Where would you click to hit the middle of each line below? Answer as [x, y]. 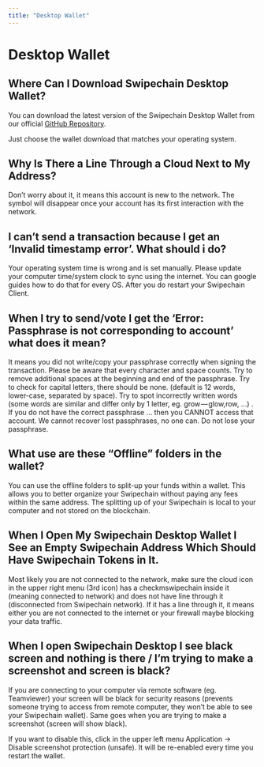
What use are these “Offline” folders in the [115, 454]
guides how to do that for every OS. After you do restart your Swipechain [127, 285]
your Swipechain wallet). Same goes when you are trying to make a [117, 715]
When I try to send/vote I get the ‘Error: [106, 318]
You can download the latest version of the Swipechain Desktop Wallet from [131, 115]
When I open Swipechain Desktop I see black [121, 646]
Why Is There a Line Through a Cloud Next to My [129, 164]
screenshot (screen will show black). [68, 724]
